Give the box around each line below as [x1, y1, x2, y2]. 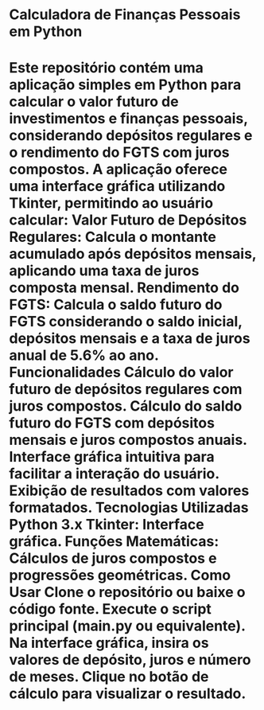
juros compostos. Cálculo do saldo [9, 397, 243, 415]
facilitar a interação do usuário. [9, 465, 219, 483]
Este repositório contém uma [9, 59, 204, 77]
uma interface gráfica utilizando [9, 177, 226, 196]
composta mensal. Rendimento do [9, 279, 239, 297]
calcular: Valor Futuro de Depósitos [9, 211, 247, 229]
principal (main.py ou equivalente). [9, 617, 246, 635]
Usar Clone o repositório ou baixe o [9, 583, 246, 602]
